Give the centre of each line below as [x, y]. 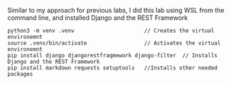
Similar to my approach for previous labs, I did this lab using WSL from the [116, 10]
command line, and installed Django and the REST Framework [98, 18]
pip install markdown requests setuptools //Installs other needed [113, 68]
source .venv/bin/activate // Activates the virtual [114, 43]
